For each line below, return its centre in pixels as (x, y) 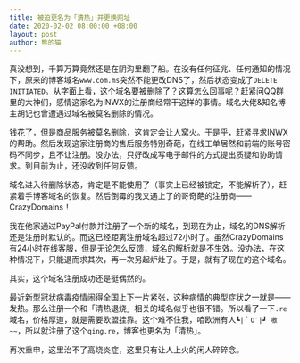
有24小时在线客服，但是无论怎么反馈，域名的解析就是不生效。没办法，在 (143, 248)
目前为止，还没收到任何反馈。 (87, 166)
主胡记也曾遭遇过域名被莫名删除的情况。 (83, 113)
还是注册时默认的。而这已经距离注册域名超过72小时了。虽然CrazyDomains (146, 237)
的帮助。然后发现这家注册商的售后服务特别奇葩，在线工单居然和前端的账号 (146, 144)
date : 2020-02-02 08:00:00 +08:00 (74, 26)
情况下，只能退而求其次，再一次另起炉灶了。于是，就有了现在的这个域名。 (154, 260)
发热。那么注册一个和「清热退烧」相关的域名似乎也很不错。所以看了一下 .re (148, 309)
